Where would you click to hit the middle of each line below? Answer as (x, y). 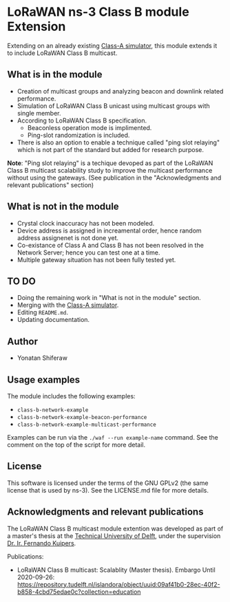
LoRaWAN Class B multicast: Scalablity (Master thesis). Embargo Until (116, 570)
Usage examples (44, 379)
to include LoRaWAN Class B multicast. (62, 53)
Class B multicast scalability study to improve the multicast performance (110, 170)
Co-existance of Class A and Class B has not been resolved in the (111, 245)
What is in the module (55, 75)
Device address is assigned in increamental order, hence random (109, 230)
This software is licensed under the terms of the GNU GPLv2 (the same (108, 483)
